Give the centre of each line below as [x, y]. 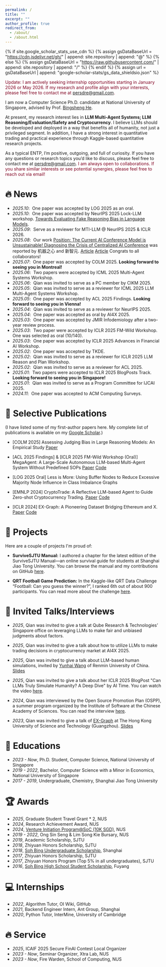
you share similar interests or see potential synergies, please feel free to [79, 169]
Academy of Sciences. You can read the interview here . [69, 711]
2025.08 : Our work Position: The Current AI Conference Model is [79, 240]
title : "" [15, 14]
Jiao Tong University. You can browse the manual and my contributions [85, 566]
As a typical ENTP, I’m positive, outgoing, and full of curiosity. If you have [80, 153]
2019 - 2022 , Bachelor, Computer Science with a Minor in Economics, [83, 770]
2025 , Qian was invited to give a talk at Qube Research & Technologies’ [85, 625]
